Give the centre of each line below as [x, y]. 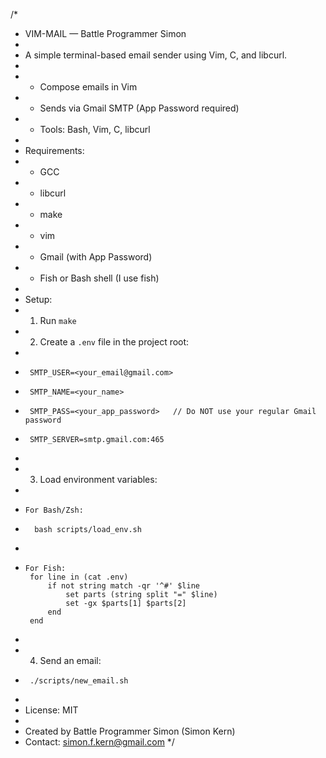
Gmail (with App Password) [96, 257]
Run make [58, 320]
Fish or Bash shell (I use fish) [99, 278]
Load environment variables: [98, 479]
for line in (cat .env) [79, 577]
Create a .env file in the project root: [114, 342]
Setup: [38, 299]
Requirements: [54, 150]
